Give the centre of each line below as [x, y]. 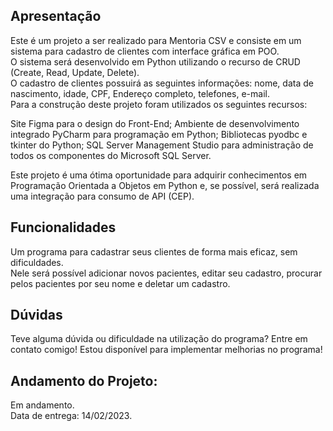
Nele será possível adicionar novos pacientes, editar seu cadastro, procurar [166, 273]
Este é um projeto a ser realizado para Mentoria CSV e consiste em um [156, 40]
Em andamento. [42, 405]
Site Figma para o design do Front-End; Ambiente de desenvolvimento [155, 123]
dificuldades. [37, 262]
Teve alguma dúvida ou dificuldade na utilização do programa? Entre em [159, 339]
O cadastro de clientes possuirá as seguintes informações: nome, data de [162, 83]
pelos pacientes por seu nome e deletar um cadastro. [120, 283]
